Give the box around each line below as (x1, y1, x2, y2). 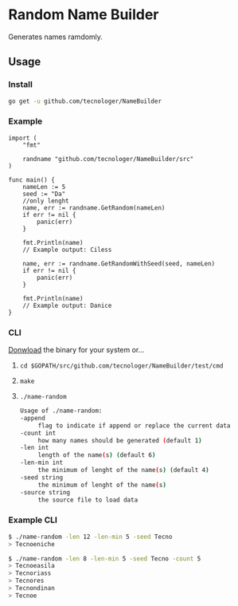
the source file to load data (37, 496, 139, 504)
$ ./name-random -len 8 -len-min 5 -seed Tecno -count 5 (8, 554, 201, 563)
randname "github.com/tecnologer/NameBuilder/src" (22, 155, 194, 163)
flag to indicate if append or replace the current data (37, 421, 231, 430)
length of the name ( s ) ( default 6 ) (37, 451, 156, 459)
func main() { (8, 175, 56, 184)
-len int (19, 444, 49, 452)
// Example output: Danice (22, 301, 112, 309)
